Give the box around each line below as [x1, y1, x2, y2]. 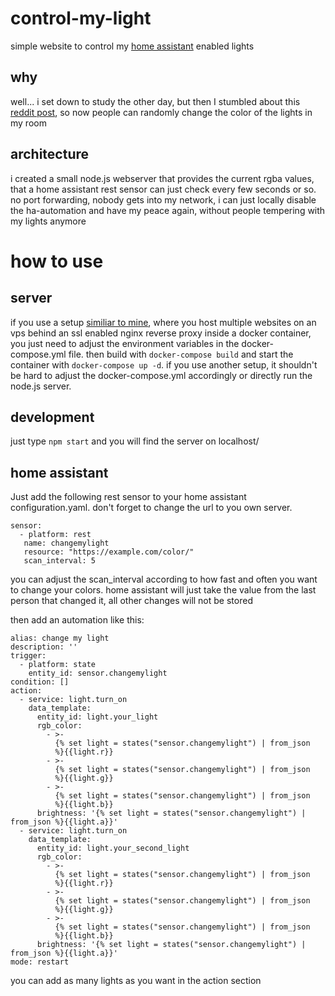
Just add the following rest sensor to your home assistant [10, 491, 247, 503]
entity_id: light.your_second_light [36, 843, 190, 854]
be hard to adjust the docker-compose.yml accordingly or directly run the [10, 369, 313, 381]
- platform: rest [19, 530, 92, 540]
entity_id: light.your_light [36, 712, 159, 722]
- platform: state [19, 660, 97, 670]
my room [10, 117, 47, 129]
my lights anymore [10, 215, 87, 227]
